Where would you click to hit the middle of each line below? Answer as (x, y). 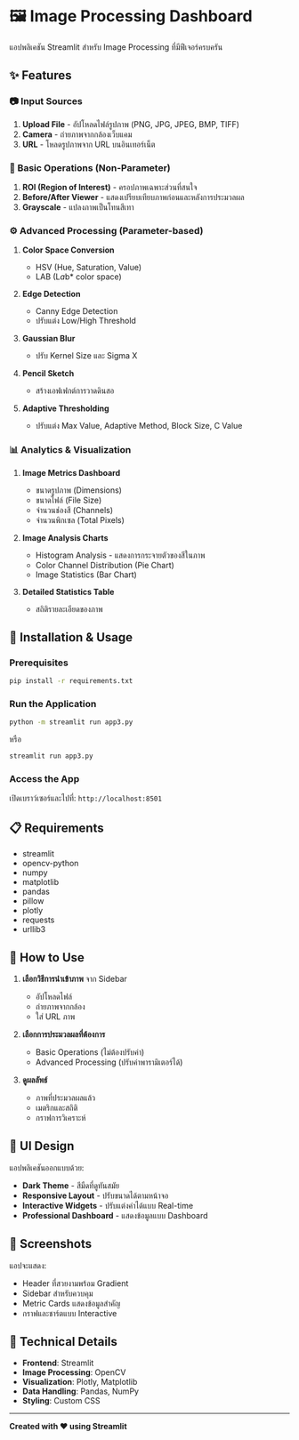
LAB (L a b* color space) (78, 277)
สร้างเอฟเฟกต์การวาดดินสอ (75, 390)
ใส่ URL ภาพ (55, 1017)
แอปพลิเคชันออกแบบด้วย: (47, 1167)
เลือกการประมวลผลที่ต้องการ (64, 1034)
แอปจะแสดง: (28, 1265)
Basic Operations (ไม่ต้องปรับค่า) (90, 1052)
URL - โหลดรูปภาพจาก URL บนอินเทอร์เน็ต (89, 144)
